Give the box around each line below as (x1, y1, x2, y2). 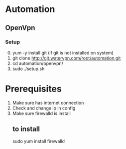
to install (12, 125, 40, 133)
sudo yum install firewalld (12, 138, 65, 144)
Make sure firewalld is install (12, 110, 71, 116)
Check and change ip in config (12, 105, 76, 111)
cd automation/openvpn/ (12, 60, 64, 66)
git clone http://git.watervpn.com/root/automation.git (12, 55, 121, 61)
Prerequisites (5, 83, 62, 94)
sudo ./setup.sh (12, 65, 45, 71)
